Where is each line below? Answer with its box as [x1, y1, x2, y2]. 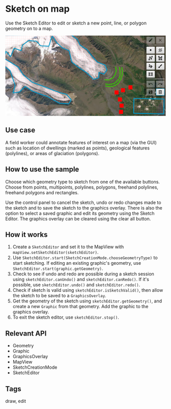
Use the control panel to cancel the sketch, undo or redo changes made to [5, 199, 161, 206]
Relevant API [5, 329, 47, 338]
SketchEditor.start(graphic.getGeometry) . [12, 266, 103, 272]
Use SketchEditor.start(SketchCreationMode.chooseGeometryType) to [12, 254, 158, 261]
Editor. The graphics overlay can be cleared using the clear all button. [5, 215, 151, 222]
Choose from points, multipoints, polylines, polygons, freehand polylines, [5, 184, 159, 190]
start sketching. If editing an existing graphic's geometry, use [12, 260, 141, 266]
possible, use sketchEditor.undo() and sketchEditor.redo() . [12, 282, 140, 288]
